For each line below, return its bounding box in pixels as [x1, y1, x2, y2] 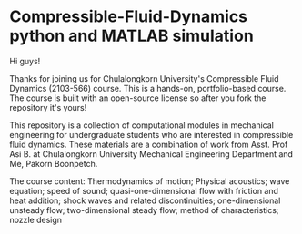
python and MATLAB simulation [9, 25, 255, 46]
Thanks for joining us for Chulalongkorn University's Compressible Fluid [9, 73, 279, 83]
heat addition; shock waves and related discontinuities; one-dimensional [9, 195, 281, 206]
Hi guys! [9, 55, 41, 66]
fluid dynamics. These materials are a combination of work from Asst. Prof [9, 139, 288, 150]
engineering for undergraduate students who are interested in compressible [9, 129, 294, 140]
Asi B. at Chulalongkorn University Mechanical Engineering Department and [9, 148, 294, 160]
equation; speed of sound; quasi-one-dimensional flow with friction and [9, 185, 279, 196]
